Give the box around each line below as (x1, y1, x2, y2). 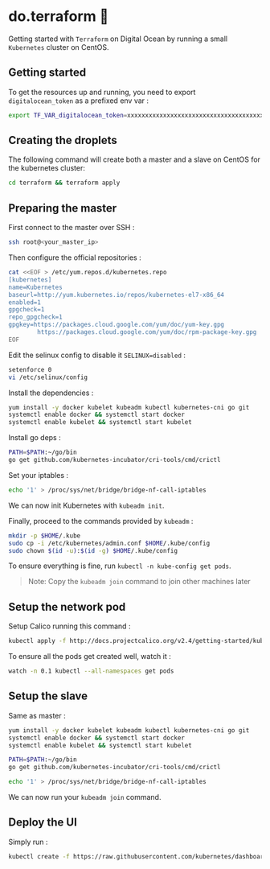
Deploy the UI (8, 816, 78, 830)
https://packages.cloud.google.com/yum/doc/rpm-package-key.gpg (37, 328, 257, 336)
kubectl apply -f (8, 637, 67, 645)
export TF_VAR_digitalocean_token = (8, 111, 128, 119)
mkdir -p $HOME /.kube (8, 531, 81, 540)
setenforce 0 (8, 365, 52, 373)
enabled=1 (8, 298, 42, 307)
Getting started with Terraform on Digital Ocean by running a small (8, 34, 227, 43)
